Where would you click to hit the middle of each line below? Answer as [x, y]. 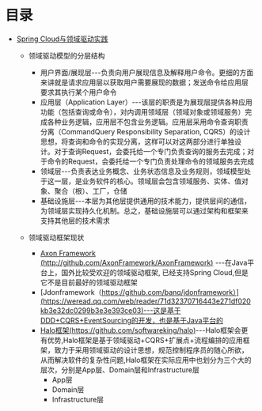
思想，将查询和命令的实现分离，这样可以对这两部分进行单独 [137, 141]
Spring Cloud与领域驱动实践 [62, 39]
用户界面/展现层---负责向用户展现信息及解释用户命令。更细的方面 [147, 72]
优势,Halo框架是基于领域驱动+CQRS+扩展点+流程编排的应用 [145, 340]
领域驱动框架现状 [56, 237]
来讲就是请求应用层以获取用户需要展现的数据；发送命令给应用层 [144, 82]
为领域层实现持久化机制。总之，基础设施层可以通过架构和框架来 [144, 210]
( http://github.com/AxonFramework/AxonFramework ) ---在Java [144, 262]
